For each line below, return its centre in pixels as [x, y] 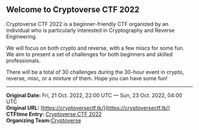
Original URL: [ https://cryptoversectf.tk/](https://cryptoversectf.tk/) [88, 108]
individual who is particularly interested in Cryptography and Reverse [90, 30]
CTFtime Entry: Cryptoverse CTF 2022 [54, 114]
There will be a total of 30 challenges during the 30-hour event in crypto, [95, 72]
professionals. [23, 60]
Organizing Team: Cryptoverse [44, 120]
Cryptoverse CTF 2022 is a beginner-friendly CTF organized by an [87, 24]
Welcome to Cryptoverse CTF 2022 [73, 10]
